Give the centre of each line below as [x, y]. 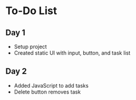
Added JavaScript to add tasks [51, 85]
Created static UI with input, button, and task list [72, 53]
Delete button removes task [47, 92]
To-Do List [31, 11]
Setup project [30, 46]
